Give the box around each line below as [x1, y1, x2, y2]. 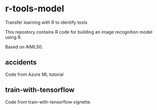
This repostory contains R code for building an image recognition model [5, 29, 153, 35]
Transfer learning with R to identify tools [5, 19, 88, 25]
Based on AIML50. [5, 44, 43, 50]
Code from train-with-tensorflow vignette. [5, 99, 91, 105]
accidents [5, 58, 37, 67]
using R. [5, 34, 22, 40]
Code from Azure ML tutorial [5, 71, 64, 77]
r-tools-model [5, 3, 64, 14]
